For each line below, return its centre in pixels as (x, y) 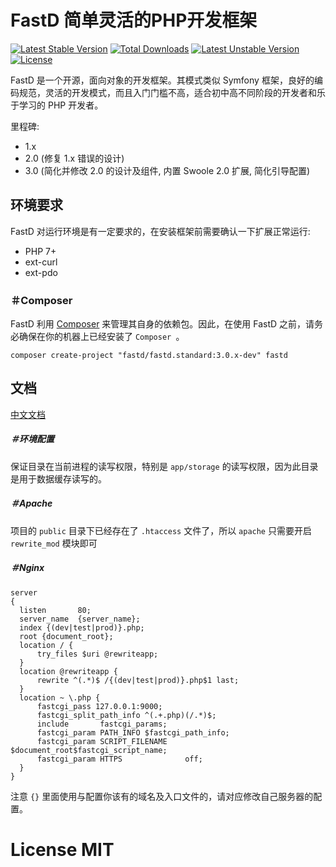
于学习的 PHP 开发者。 (57, 105)
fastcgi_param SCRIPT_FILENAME (102, 741)
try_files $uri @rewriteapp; (97, 654)
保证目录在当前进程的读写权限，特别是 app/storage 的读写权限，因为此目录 (164, 466)
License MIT (62, 849)
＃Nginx (27, 568)
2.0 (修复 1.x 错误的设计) (74, 158)
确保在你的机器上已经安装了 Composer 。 (101, 337)
